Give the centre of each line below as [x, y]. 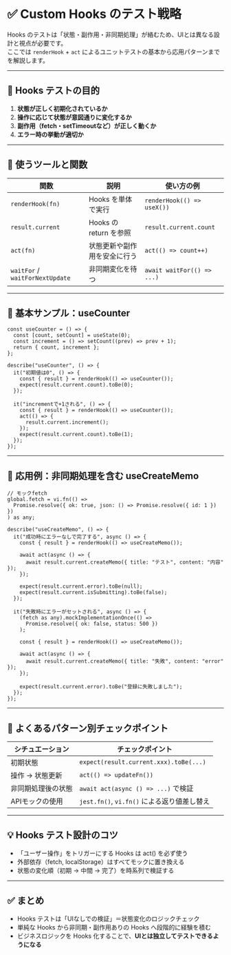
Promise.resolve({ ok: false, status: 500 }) [91, 624]
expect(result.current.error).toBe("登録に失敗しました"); [101, 687]
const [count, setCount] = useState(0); [72, 336]
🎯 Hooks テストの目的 [54, 91]
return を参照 [110, 233]
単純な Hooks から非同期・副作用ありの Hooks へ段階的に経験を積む [114, 927]
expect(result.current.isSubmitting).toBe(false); [93, 593]
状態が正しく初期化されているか [62, 108]
